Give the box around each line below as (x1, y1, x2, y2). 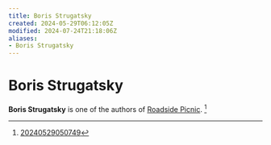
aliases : (8, 34, 38, 43)
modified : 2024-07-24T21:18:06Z (8, 27, 117, 35)
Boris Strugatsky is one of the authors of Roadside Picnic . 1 (8, 103, 207, 114)
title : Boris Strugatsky (8, 11, 92, 20)
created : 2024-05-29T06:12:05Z (8, 19, 114, 27)
